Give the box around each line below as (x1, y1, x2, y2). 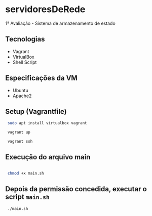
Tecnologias (5, 35, 45, 44)
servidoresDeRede (5, 4, 86, 15)
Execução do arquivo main (5, 153, 91, 161)
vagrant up (7, 130, 30, 135)
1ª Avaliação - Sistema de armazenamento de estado (5, 20, 116, 26)
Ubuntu (12, 87, 29, 93)
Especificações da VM (5, 74, 78, 82)
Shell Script (12, 59, 37, 65)
